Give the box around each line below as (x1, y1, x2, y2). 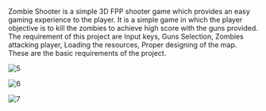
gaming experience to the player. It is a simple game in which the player (8, 15, 243, 24)
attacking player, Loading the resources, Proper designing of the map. (8, 40, 237, 50)
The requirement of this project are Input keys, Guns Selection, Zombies (8, 31, 244, 41)
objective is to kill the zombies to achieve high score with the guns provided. (8, 24, 258, 32)
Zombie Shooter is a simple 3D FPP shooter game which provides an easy (8, 7, 250, 16)
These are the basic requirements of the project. (8, 49, 167, 57)
